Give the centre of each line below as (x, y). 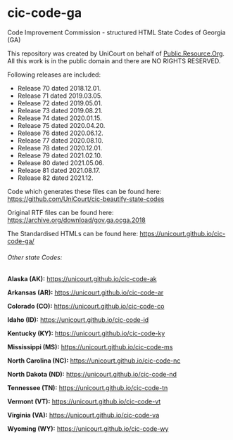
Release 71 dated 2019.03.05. (60, 96)
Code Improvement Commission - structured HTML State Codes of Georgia (116, 32)
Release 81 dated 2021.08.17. (59, 170)
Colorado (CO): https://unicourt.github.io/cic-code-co (86, 306)
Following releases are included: (54, 75)
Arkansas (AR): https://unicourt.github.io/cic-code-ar (86, 292)
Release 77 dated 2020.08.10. (60, 140)
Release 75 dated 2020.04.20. (61, 125)
